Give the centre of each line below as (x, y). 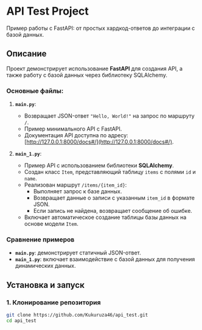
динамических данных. (45, 266)
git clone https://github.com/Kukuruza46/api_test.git (77, 315)
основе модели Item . (51, 224)
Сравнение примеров (40, 239)
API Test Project (48, 11)
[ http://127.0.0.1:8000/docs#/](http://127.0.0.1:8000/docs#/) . (99, 142)
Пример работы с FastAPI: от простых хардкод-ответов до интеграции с (101, 28)
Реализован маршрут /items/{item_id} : (75, 185)
